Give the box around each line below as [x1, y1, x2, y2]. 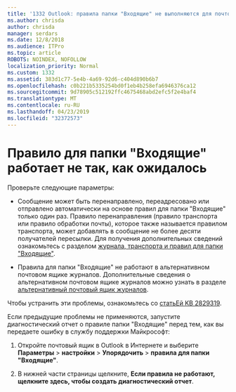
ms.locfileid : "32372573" [7, 115, 83, 122]
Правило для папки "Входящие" [7, 145, 207, 161]
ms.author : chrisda [7, 17, 65, 24]
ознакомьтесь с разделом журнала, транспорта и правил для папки [17, 242, 223, 250]
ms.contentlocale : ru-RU [7, 102, 80, 109]
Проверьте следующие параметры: [7, 183, 114, 192]
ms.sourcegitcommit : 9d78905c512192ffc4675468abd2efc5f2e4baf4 [7, 89, 197, 96]
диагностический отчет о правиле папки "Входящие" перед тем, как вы [7, 320, 224, 328]
